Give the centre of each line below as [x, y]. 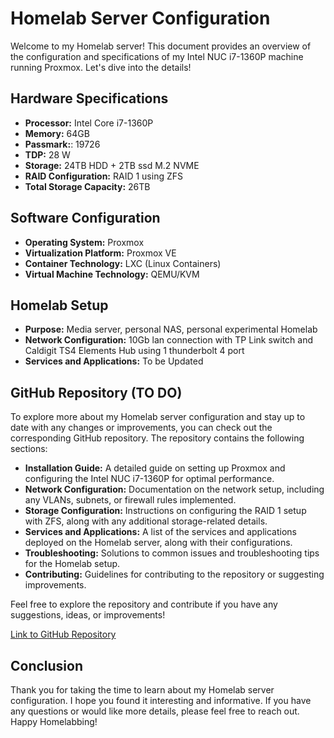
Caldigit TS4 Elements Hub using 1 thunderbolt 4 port [134, 351]
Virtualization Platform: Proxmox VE [100, 253]
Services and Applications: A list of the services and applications [160, 532]
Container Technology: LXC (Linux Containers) [123, 263]
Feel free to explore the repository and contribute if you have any [144, 604]
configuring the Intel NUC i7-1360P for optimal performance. [149, 479]
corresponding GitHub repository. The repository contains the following [157, 438]
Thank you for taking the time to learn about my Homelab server [142, 690]
